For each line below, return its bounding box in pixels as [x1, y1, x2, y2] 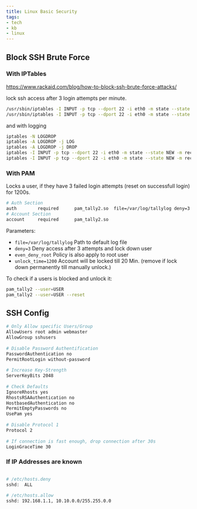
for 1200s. [6, 189, 30, 196]
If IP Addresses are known [6, 458, 82, 466]
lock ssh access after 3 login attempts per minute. [6, 95, 127, 102]
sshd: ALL [6, 481, 33, 488]
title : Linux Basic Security [6, 8, 77, 15]
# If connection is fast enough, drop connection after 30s [6, 438, 157, 444]
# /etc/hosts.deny [6, 476, 51, 482]
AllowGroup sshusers [6, 334, 57, 341]
